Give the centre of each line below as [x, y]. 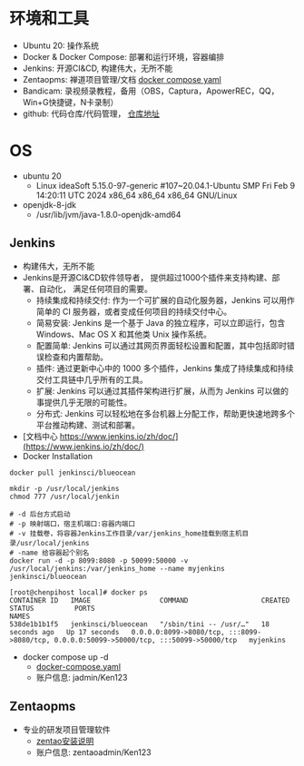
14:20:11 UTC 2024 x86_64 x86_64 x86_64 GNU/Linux [137, 195]
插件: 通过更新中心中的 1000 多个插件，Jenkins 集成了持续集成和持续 [165, 368]
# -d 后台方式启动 [40, 514]
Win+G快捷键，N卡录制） [70, 102]
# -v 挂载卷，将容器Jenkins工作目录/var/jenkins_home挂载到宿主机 [126, 533]
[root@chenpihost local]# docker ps [78, 592]
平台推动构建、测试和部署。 [88, 425]
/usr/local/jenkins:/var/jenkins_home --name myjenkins [117, 568]
